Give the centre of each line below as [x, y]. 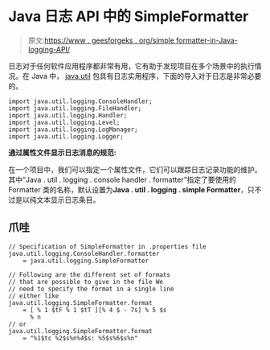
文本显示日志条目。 [68, 200]
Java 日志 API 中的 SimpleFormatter [129, 16]
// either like [34, 296]
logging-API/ [49, 49]
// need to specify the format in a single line [91, 289]
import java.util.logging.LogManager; [73, 130]
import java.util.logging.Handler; [68, 115]
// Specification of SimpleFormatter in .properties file [107, 246]
